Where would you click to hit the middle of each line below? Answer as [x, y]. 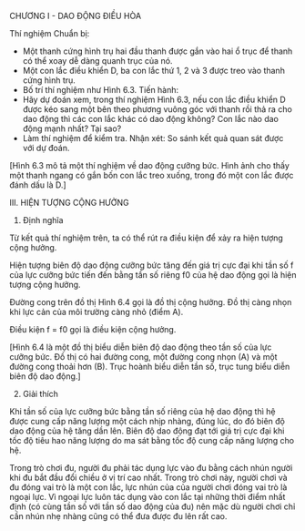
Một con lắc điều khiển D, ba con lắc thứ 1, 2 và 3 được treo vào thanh [153, 71]
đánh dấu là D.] [38, 185]
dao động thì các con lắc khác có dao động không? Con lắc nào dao [151, 119]
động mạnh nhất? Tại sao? [72, 128]
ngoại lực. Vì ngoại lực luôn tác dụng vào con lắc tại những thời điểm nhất [147, 497]
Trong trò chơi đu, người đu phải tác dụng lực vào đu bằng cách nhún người [151, 468]
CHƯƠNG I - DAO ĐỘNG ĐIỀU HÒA [76, 16]
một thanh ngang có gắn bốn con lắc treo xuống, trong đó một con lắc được [152, 175]
